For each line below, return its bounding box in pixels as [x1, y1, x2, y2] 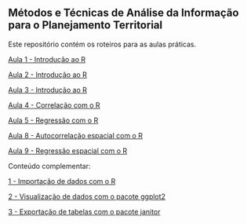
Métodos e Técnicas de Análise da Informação [8, 6, 239, 20]
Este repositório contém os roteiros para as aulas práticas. [8, 39, 197, 49]
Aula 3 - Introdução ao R [8, 85, 88, 94]
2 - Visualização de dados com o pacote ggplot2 [8, 192, 166, 201]
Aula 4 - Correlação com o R [8, 100, 100, 109]
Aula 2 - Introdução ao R [8, 70, 88, 79]
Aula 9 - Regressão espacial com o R [8, 145, 128, 156]
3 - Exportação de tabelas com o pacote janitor [8, 207, 161, 216]
